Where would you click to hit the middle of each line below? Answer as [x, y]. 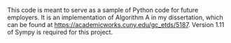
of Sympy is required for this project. [60, 32]
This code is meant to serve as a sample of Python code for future [103, 10]
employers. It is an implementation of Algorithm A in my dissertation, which [115, 17]
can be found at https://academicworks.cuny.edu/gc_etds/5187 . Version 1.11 [116, 25]
